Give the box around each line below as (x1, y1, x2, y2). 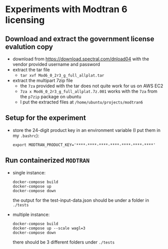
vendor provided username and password (12, 61, 100, 67)
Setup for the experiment (5, 114, 86, 122)
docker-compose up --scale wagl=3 (12, 226, 86, 231)
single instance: (12, 169, 46, 175)
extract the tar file (12, 67, 50, 73)
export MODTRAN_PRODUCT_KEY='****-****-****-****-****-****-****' (12, 142, 156, 148)
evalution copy (5, 42, 53, 51)
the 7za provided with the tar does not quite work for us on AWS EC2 (20, 83, 163, 89)
